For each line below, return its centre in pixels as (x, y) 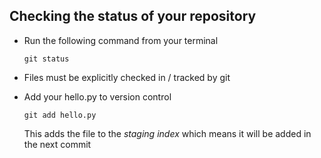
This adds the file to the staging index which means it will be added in (167, 133)
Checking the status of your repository (133, 16)
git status (46, 59)
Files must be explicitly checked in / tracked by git (127, 77)
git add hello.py (60, 115)
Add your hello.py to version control (97, 96)
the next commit (57, 144)
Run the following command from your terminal (121, 40)
